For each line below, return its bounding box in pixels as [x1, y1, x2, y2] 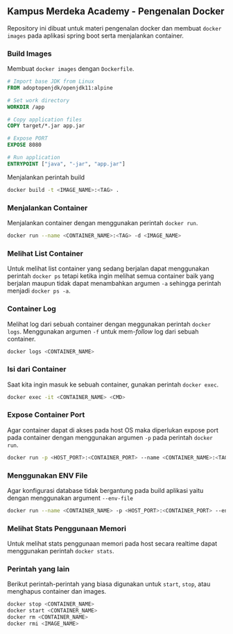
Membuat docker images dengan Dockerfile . [7, 65, 135, 73]
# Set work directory [7, 97, 70, 104]
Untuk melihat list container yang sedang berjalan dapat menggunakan [7, 264, 209, 273]
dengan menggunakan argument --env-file [7, 494, 134, 503]
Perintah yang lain [7, 564, 70, 574]
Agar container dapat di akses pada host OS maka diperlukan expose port [7, 425, 218, 434]
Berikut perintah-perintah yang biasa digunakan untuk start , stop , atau [7, 580, 211, 588]
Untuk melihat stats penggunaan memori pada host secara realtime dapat [7, 539, 218, 548]
